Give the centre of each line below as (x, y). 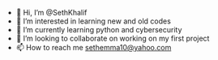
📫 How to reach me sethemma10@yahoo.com (94, 47)
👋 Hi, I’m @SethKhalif (51, 13)
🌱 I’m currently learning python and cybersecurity (99, 30)
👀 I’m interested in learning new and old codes (94, 21)
